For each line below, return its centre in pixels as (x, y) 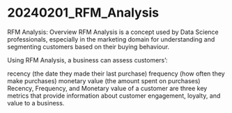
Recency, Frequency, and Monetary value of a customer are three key (107, 88)
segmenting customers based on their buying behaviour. (88, 46)
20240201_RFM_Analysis (83, 13)
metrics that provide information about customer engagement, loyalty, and (114, 96)
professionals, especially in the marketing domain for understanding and (111, 39)
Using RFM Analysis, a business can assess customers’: (87, 60)
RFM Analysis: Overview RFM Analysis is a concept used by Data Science (113, 32)
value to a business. (36, 103)
